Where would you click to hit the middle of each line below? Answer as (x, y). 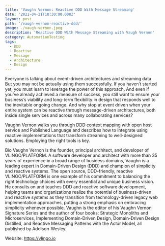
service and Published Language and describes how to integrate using (77, 130)
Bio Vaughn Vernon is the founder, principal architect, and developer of (77, 150)
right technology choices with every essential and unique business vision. (80, 182)
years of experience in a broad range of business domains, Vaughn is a (77, 161)
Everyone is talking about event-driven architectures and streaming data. (79, 79)
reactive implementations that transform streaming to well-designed (74, 136)
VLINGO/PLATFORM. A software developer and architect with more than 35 (81, 155)
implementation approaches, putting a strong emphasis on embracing (76, 203)
